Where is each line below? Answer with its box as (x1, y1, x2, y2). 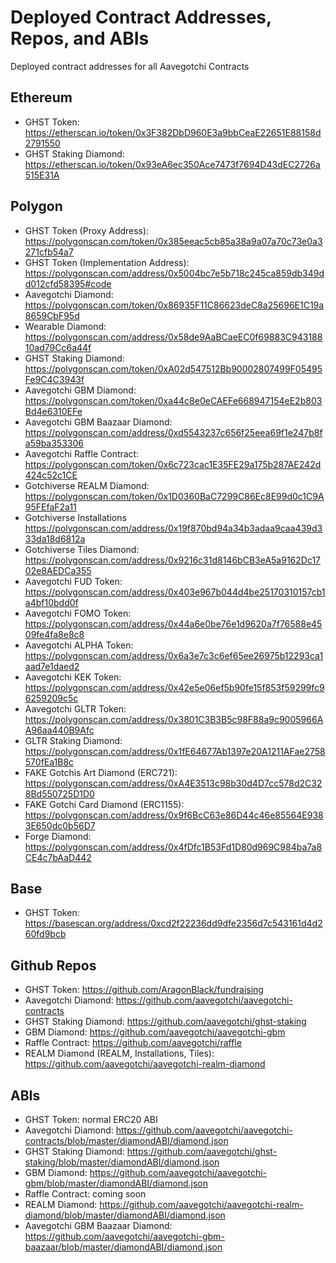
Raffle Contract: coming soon (24, 1188, 147, 1200)
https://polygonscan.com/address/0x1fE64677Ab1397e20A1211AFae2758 (24, 745, 326, 757)
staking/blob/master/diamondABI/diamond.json (24, 1156, 220, 1168)
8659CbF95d (24, 309, 80, 321)
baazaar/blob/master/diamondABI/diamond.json (24, 1241, 223, 1253)
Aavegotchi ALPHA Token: (24, 639, 134, 651)
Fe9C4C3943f (24, 373, 85, 385)
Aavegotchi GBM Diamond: (24, 384, 137, 396)
